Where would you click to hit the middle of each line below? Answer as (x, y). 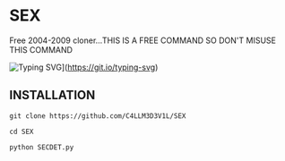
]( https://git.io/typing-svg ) (110, 67)
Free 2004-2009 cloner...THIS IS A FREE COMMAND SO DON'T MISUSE (142, 40)
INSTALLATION (52, 95)
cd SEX (22, 131)
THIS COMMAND (41, 49)
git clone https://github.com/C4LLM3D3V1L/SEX (98, 116)
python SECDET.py (42, 147)
